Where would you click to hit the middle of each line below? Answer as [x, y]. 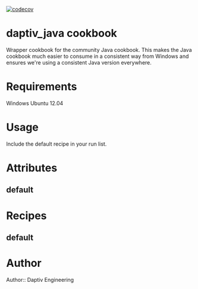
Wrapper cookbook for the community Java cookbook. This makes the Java [99, 50]
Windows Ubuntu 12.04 [35, 103]
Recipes [26, 216]
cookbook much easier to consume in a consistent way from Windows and [98, 56]
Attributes [32, 168]
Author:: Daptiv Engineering [40, 279]
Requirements [42, 87]
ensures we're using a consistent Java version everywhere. [79, 62]
